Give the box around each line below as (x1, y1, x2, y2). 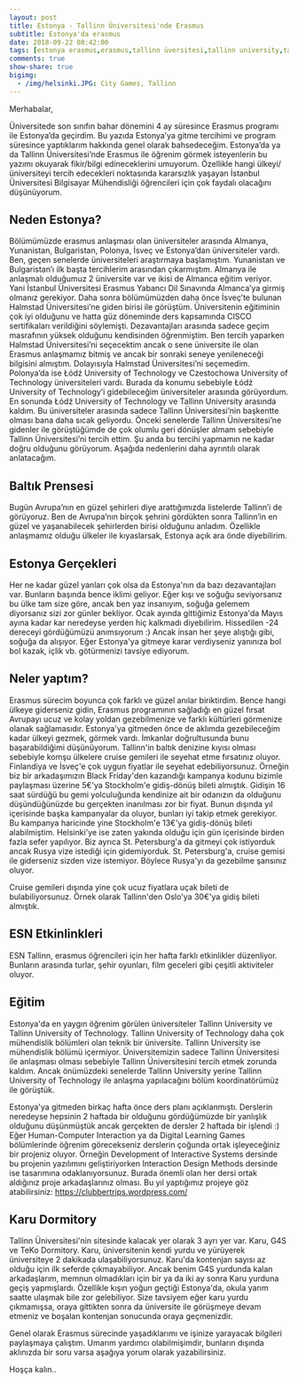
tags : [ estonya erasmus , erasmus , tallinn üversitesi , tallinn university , (9, 46, 284, 55)
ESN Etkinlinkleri (9, 927, 104, 942)
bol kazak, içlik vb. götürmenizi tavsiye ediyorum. (9, 645, 190, 657)
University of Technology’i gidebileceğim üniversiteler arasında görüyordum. (9, 387, 289, 398)
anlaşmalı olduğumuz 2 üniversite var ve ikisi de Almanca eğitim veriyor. (9, 273, 272, 284)
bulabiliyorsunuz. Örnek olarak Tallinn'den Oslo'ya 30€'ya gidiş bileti (9, 891, 260, 902)
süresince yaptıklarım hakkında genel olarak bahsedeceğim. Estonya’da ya (9, 139, 281, 150)
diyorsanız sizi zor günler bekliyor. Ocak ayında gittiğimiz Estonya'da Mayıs (9, 608, 284, 619)
